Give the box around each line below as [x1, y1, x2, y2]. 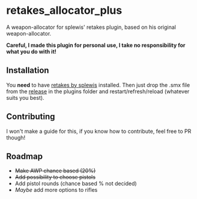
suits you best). [6, 94, 44, 101]
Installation [6, 66, 49, 76]
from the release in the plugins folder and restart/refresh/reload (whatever [6, 88, 190, 95]
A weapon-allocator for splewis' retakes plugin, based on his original [6, 23, 176, 31]
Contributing [6, 112, 55, 122]
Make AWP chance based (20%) [14, 167, 96, 174]
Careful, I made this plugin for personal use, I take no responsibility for [6, 41, 186, 49]
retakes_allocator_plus [6, 4, 123, 17]
